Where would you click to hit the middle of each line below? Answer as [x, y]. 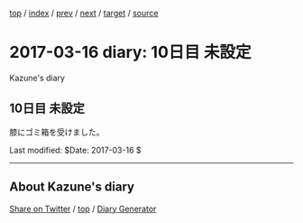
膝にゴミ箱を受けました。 [57, 132]
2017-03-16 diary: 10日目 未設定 [130, 52]
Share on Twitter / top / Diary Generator [83, 209]
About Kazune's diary [72, 187]
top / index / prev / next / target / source [84, 13]
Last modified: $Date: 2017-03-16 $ [75, 150]
